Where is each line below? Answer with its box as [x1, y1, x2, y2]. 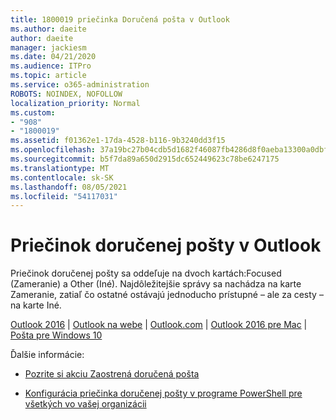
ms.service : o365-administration [10, 80, 150, 90]
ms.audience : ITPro [10, 61, 92, 71]
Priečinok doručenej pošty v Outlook [10, 234, 322, 257]
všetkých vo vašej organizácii [24, 398, 147, 410]
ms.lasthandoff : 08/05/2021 [10, 182, 128, 192]
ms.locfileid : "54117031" [10, 191, 118, 201]
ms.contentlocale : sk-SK [10, 172, 114, 183]
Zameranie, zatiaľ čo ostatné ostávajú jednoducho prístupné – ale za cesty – [10, 289, 324, 301]
